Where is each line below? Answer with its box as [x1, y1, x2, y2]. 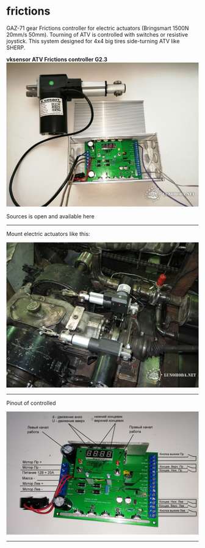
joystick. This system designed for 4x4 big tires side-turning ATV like [6, 37, 180, 44]
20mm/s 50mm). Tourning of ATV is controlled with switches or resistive [6, 30, 188, 38]
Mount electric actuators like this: [6, 230, 90, 237]
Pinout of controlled [6, 399, 56, 407]
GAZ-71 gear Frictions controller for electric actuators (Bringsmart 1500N [6, 24, 189, 32]
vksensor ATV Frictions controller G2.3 [6, 55, 108, 63]
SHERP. [6, 44, 26, 51]
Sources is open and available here [6, 212, 95, 220]
